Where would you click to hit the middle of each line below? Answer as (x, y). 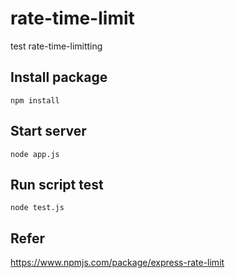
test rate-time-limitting (56, 46)
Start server (48, 131)
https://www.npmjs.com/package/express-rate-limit (117, 263)
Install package (59, 77)
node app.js (35, 154)
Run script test (57, 184)
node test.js (37, 208)
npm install (35, 100)
